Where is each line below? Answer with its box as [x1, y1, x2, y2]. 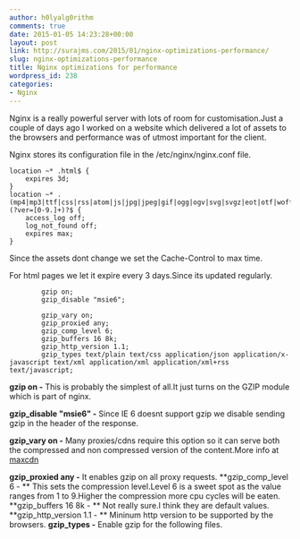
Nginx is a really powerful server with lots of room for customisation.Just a [9, 113, 284, 124]
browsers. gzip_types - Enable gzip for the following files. [9, 518, 223, 529]
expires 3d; [25, 174, 70, 184]
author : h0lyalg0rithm [9, 13, 94, 22]
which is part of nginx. [9, 390, 92, 401]
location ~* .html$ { [9, 167, 90, 175]
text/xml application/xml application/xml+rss [53, 357, 229, 367]
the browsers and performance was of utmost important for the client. [9, 132, 267, 142]
